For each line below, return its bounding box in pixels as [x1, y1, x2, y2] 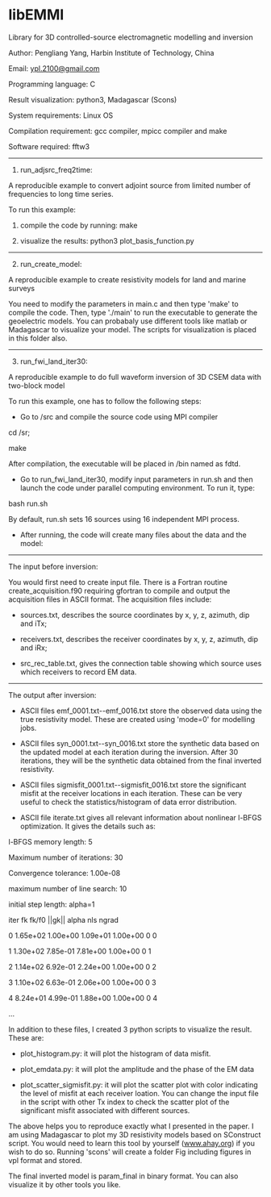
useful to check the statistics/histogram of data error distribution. [19, 797, 237, 807]
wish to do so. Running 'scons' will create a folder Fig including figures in [8, 1147, 252, 1157]
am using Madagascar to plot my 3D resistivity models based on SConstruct [8, 1129, 261, 1139]
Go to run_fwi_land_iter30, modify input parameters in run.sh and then [19, 474, 253, 484]
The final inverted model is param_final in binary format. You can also [8, 1171, 239, 1181]
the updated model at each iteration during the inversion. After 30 [19, 747, 239, 757]
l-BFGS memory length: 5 [8, 836, 93, 846]
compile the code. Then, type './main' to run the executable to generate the [8, 307, 258, 317]
